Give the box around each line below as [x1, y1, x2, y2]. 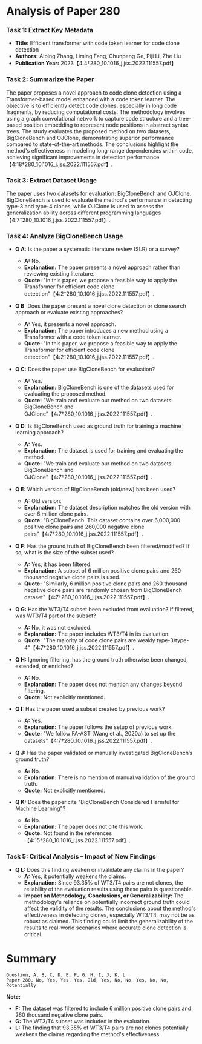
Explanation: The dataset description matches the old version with [24, 504, 191, 511]
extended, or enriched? [15, 662, 74, 670]
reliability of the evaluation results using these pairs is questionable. [24, 885, 194, 893]
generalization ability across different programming [6, 209, 134, 216]
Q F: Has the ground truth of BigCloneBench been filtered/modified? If [15, 542, 190, 550]
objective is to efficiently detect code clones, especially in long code [6, 102, 177, 109]
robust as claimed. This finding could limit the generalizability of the [24, 917, 194, 925]
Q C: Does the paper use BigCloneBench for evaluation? [15, 365, 155, 373]
